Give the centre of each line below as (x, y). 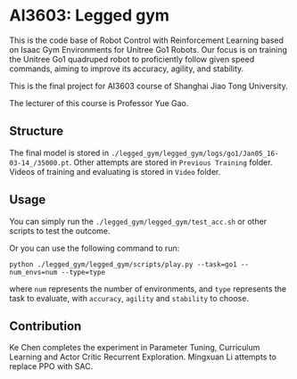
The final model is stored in (59, 152)
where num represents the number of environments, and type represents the (148, 288)
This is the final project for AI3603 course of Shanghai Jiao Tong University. (148, 86)
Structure (37, 132)
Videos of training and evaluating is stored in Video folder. (115, 171)
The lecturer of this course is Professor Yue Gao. (99, 103)
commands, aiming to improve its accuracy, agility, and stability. (127, 69)
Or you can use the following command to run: (95, 248)
